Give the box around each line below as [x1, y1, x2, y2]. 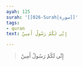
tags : [6, 20, 20, 26]
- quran [6, 25, 25, 32]
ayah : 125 [6, 8, 31, 15]
